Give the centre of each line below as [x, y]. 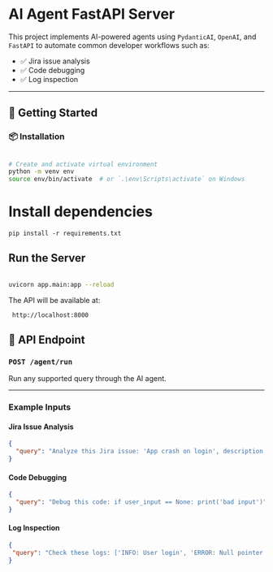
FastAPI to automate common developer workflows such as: [109, 45]
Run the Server [47, 258]
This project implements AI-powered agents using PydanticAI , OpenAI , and [132, 37]
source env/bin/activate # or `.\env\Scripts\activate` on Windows [127, 180]
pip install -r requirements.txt [65, 234]
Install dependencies [80, 212]
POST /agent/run [41, 362]
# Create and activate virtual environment [83, 164]
